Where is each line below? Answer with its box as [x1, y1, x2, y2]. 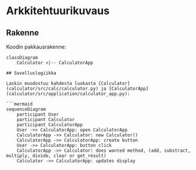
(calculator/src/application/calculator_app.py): [6, 91, 131, 97]
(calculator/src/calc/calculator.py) [6, 86, 99, 91]
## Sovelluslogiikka [6, 70, 57, 76]
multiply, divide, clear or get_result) [6, 153, 107, 159]
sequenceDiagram [6, 106, 46, 112]
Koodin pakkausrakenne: [6, 43, 67, 50]
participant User [16, 112, 59, 117]
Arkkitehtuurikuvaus [6, 4, 110, 18]
